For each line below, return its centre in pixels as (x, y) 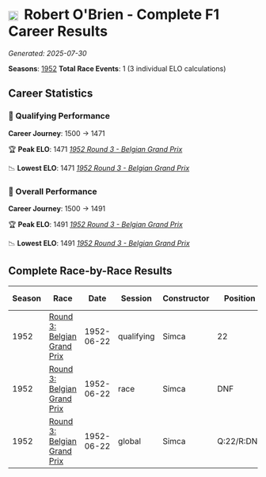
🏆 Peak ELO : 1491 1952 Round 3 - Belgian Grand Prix (96, 224)
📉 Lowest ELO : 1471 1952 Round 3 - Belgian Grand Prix (99, 168)
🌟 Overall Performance (53, 191)
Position (239, 298)
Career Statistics (51, 94)
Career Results (58, 31)
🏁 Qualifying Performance (59, 116)
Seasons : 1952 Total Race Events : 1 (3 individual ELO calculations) (117, 68)
